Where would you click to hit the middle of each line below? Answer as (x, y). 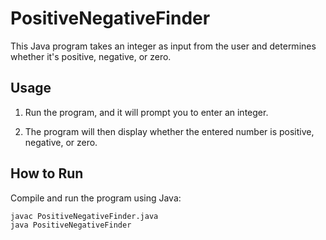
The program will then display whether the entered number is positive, (169, 131)
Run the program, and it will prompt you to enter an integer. (146, 112)
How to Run (47, 173)
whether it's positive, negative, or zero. (91, 56)
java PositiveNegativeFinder (71, 225)
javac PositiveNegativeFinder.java (84, 216)
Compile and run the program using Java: (96, 198)
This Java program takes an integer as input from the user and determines (163, 46)
